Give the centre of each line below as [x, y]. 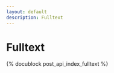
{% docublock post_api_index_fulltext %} [57, 64]
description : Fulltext [35, 17]
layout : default [27, 12]
